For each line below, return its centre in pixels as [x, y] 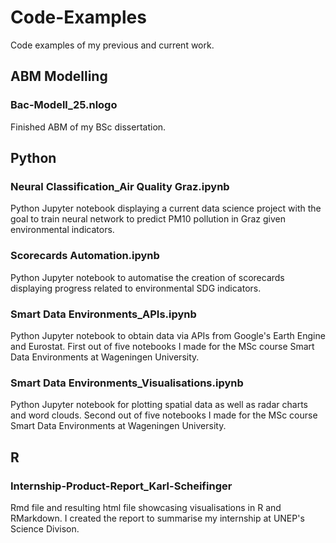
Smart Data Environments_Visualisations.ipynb [127, 383]
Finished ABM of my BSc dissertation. [88, 127]
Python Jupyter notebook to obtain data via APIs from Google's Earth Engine [168, 335]
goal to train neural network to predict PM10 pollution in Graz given [148, 219]
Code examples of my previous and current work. [112, 45]
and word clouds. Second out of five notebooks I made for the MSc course [164, 415]
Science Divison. [45, 528]
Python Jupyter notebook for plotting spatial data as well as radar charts [159, 405]
